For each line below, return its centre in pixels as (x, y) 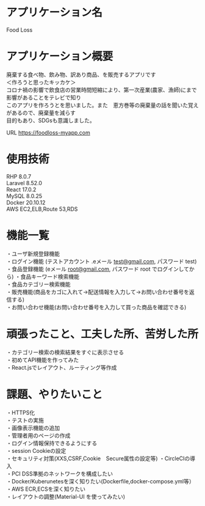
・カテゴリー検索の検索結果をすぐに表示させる (65, 352)
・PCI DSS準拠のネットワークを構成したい (59, 474)
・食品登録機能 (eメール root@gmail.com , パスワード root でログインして (98, 269)
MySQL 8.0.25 (24, 196)
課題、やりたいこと (55, 394)
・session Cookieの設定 (36, 450)
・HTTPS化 (21, 413)
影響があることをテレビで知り (44, 97)
